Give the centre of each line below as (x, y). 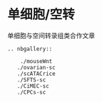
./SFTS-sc (31, 80)
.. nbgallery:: (30, 49)
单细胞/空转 (41, 15)
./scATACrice (36, 74)
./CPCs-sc (31, 92)
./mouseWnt (36, 61)
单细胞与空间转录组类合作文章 (51, 35)
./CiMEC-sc (33, 86)
